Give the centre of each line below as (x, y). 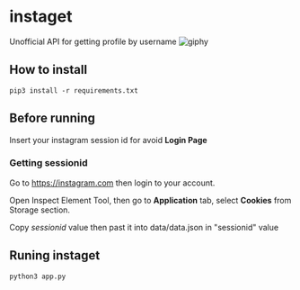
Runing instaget (55, 255)
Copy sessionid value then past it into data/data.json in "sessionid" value (144, 227)
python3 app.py (38, 276)
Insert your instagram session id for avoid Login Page (109, 140)
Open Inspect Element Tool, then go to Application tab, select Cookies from (150, 200)
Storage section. (40, 210)
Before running (53, 118)
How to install (49, 70)
